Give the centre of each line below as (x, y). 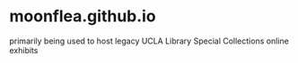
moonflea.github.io (83, 16)
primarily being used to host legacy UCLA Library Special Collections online (149, 41)
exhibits (24, 50)
